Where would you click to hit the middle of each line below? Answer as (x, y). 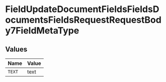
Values (16, 49)
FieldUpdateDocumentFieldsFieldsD (82, 9)
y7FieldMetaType (42, 31)
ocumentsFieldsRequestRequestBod (84, 20)
